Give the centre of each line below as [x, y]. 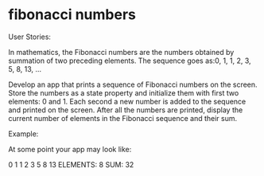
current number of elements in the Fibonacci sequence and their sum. [123, 118]
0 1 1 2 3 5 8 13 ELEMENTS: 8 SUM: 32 [71, 164]
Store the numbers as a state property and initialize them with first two [124, 92]
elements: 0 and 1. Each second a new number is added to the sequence [127, 101]
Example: [23, 134]
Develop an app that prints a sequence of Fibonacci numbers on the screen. [133, 84]
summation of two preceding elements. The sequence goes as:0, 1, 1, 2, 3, [130, 61]
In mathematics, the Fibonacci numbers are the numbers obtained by [121, 52]
